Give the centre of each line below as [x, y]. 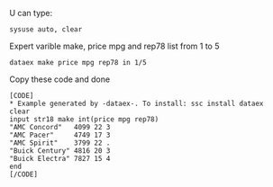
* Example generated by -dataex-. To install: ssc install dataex [136, 103]
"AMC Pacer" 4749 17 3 [60, 135]
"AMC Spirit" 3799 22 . [60, 143]
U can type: [31, 13]
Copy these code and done [60, 79]
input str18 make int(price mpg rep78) [84, 120]
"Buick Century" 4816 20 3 [60, 151]
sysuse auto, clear [46, 30]
